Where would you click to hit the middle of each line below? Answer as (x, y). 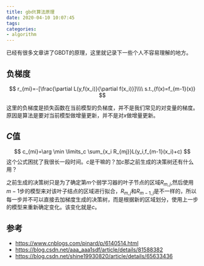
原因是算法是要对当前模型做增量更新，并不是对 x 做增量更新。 (83, 115)
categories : (21, 29)
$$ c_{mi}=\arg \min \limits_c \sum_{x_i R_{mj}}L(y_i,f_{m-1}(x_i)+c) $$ (102, 151)
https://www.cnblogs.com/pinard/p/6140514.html (77, 243)
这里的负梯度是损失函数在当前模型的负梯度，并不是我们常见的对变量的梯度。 (102, 108)
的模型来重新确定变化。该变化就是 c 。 (53, 207)
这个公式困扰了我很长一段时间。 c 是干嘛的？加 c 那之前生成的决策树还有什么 (100, 161)
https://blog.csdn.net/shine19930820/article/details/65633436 (94, 256)
